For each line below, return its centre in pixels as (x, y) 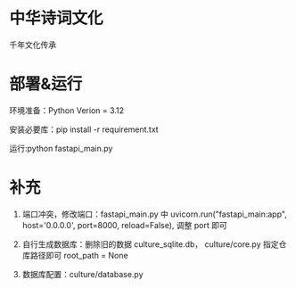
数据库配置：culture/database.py (83, 274)
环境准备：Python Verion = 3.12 (67, 110)
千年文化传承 (33, 45)
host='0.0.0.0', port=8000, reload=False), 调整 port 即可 (124, 225)
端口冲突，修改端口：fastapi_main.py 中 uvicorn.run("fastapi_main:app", (154, 214)
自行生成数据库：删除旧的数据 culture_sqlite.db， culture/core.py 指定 (150, 244)
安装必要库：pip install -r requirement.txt (84, 129)
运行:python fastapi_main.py (61, 148)
